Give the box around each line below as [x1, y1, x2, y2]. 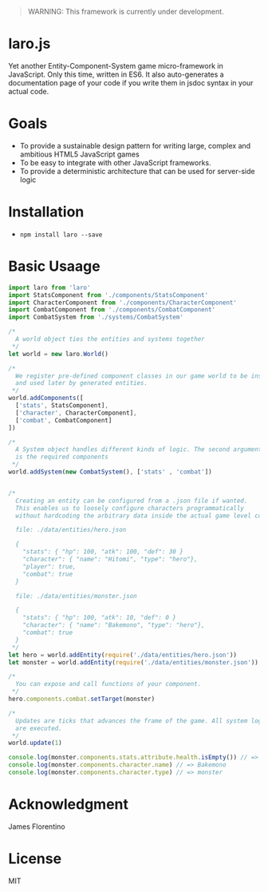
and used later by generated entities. [15, 379, 148, 387]
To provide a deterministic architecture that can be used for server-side [19, 166, 255, 176]
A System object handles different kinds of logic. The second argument [15, 446, 262, 454]
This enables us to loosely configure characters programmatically [15, 504, 245, 512]
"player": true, [22, 562, 77, 570]
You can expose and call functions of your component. [15, 680, 202, 688]
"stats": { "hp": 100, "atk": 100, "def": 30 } [22, 548, 183, 556]
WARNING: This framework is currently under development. [27, 7, 225, 16]
